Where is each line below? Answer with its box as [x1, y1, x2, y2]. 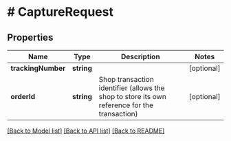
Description [120, 52, 160, 61]
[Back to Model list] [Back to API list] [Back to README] [7, 127, 165, 135]
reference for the [98, 100, 153, 110]
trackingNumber [10, 63, 66, 73]
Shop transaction [98, 75, 155, 84]
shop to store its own [98, 92, 166, 101]
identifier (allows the [98, 83, 165, 93]
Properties [7, 32, 54, 43]
